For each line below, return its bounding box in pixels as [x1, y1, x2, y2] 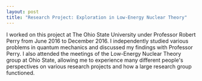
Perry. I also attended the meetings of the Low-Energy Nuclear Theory [6, 50, 181, 57]
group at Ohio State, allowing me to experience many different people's [6, 56, 184, 64]
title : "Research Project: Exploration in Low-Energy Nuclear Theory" [6, 14, 188, 20]
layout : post [6, 8, 39, 15]
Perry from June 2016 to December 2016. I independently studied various [6, 37, 189, 44]
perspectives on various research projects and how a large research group [6, 62, 192, 70]
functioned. [6, 69, 35, 76]
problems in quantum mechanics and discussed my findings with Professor [6, 43, 193, 51]
